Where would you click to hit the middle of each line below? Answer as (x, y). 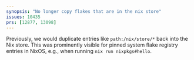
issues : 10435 (24, 17)
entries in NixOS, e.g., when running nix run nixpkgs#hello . (79, 51)
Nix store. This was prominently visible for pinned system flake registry (92, 45)
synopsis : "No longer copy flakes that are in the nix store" (84, 11)
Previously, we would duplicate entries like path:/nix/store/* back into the (97, 39)
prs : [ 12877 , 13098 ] (31, 22)
